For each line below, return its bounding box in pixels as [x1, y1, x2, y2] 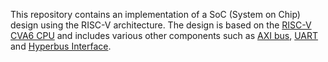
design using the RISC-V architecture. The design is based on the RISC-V [10, 19, 312, 31]
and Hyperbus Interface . [10, 40, 112, 52]
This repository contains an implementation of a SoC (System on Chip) [10, 9, 301, 20]
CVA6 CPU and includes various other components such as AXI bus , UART [10, 30, 319, 41]
